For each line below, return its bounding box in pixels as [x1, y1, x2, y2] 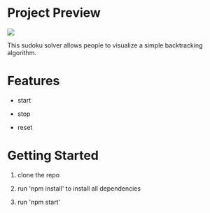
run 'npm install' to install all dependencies [17, 184, 141, 193]
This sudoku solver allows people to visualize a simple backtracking [7, 41, 203, 50]
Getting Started [7, 148, 99, 163]
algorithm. [7, 48, 37, 57]
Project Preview [7, 5, 101, 21]
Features [7, 73, 60, 89]
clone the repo [17, 170, 60, 179]
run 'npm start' [17, 198, 61, 206]
